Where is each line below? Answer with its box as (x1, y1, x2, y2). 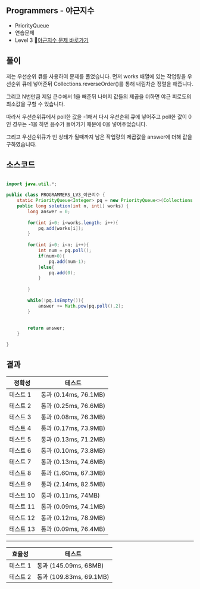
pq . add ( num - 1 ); (48, 259, 86, 265)
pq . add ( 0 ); (48, 269, 76, 276)
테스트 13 (9, 524, 36, 533)
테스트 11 (9, 502, 36, 511)
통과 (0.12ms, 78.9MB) (40, 513, 106, 521)
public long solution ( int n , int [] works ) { (17, 203, 129, 209)
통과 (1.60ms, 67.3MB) (40, 468, 106, 477)
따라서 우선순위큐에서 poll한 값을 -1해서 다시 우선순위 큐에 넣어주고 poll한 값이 (6, 113, 187, 120)
